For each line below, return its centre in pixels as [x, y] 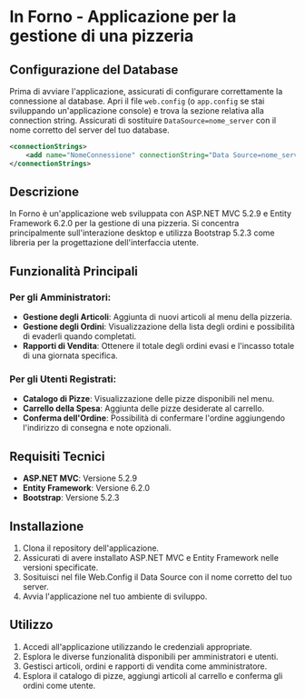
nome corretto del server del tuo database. [89, 130]
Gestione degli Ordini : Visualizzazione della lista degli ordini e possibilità [158, 327]
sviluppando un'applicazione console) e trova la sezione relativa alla [137, 110]
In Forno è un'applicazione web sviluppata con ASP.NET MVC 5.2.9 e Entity [151, 214]
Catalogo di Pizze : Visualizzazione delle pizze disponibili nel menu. [148, 399]
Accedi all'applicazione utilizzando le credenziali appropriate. [137, 646]
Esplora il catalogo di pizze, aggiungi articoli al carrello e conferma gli [152, 675]
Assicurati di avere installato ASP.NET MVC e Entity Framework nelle [151, 558]
